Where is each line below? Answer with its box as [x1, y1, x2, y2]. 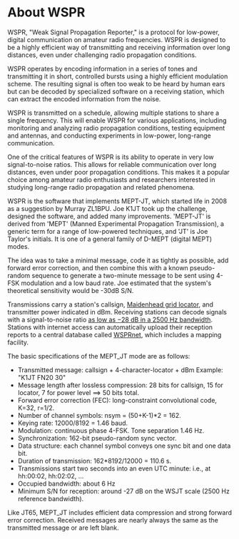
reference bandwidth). [17, 494, 84, 503]
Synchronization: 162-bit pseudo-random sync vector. [17, 433, 177, 442]
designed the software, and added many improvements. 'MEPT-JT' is [7, 212, 211, 220]
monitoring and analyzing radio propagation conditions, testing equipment [7, 123, 225, 132]
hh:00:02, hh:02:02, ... [17, 471, 84, 480]
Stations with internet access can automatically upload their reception [7, 322, 213, 332]
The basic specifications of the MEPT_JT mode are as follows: [7, 351, 190, 360]
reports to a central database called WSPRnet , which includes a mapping [7, 330, 222, 339]
